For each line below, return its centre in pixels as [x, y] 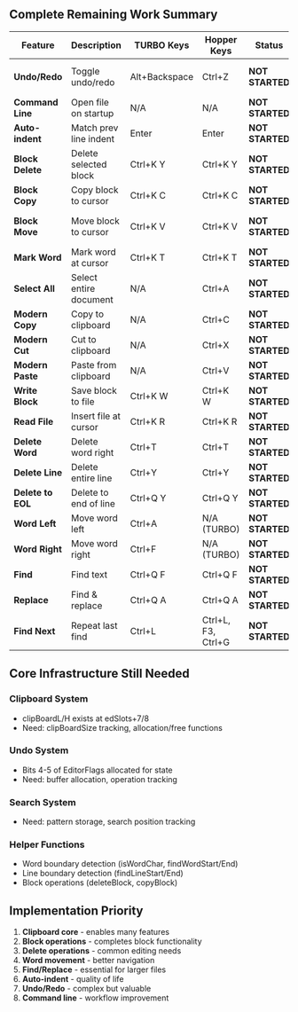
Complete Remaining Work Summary [114, 15]
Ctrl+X [216, 345]
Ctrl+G [216, 642]
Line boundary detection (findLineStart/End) [102, 874]
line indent [93, 138]
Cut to [83, 339]
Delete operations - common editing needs [102, 951]
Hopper [221, 39]
